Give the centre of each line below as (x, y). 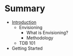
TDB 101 (27, 43)
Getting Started (27, 48)
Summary (25, 9)
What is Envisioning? (47, 32)
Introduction (24, 22)
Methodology (40, 38)
